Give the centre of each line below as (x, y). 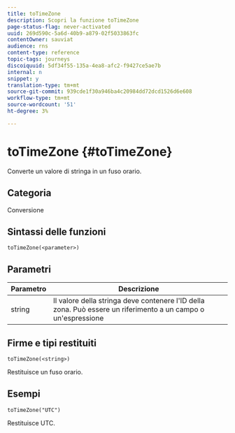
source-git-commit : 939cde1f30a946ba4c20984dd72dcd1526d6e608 (100, 91)
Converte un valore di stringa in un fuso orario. (74, 171)
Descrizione (138, 289)
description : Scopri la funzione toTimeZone (73, 20)
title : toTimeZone (34, 14)
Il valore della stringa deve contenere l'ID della (129, 301)
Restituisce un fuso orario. (45, 372)
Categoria (29, 193)
